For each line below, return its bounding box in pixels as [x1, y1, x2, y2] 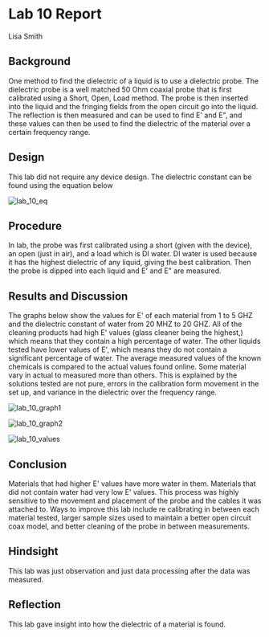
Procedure [8, 218, 63, 233]
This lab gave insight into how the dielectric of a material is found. [8, 619, 226, 629]
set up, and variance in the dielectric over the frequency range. [8, 387, 218, 398]
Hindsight [8, 545, 59, 558]
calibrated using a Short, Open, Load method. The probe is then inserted [8, 93, 249, 103]
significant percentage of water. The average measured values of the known [8, 353, 262, 363]
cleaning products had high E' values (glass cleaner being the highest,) [8, 328, 243, 337]
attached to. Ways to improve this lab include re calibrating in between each [8, 504, 259, 514]
